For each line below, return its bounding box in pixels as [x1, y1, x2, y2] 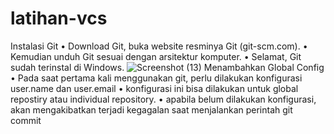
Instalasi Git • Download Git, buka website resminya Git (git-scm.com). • [10, 40, 308, 52]
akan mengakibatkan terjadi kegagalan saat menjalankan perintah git [10, 103, 293, 116]
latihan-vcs [10, 7, 108, 30]
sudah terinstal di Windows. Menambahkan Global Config [10, 61, 325, 73]
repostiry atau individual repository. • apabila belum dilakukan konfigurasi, [10, 93, 317, 105]
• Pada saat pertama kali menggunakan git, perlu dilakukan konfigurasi [10, 72, 303, 84]
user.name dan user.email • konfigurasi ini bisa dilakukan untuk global [10, 82, 299, 94]
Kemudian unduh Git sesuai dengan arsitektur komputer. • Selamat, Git [10, 50, 302, 62]
